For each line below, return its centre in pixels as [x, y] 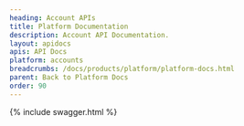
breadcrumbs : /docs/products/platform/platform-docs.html [122, 69]
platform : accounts [47, 60]
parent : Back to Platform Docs [69, 78]
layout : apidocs [40, 43]
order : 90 [28, 86]
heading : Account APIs [53, 18]
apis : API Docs [38, 52]
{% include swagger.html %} [64, 111]
